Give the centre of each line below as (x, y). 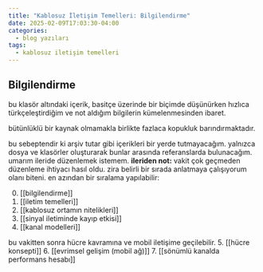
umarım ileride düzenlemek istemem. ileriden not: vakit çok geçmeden (124, 160)
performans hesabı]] (42, 259)
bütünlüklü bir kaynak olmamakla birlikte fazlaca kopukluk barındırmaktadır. (132, 128)
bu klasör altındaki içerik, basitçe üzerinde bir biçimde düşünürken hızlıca (129, 104)
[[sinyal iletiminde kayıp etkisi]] (71, 218)
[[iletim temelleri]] (49, 201)
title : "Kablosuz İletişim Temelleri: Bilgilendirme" (100, 16)
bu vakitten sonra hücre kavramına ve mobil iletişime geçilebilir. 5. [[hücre (129, 242)
